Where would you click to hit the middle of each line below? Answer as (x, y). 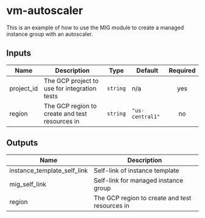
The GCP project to (71, 81)
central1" (146, 116)
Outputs (22, 143)
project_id (24, 88)
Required (182, 70)
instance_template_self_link (49, 170)
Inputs (19, 53)
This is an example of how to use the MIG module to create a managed (95, 27)
